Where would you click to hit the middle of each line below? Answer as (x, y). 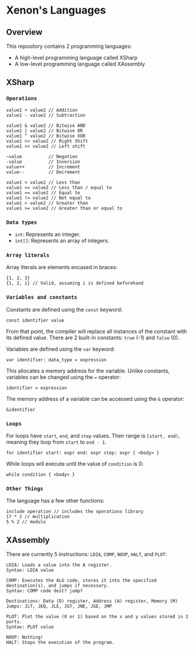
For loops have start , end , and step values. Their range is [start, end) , (93, 436)
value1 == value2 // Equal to (43, 192)
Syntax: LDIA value (30, 570)
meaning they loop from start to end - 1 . (56, 442)
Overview (24, 32)
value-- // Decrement (43, 172)
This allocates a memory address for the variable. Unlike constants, (88, 371)
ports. (14, 621)
